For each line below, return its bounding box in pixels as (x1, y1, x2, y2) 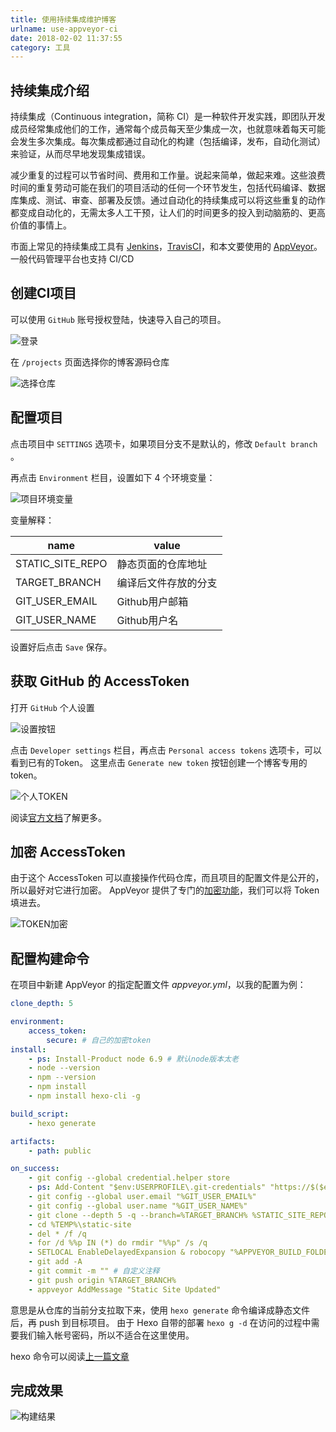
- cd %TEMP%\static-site (28, 1219, 132, 1230)
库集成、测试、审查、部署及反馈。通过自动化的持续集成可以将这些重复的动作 (10, 194, 326, 206)
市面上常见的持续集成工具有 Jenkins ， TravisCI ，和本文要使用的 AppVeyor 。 (10, 241, 323, 253)
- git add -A (28, 1257, 83, 1267)
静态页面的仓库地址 (116, 557, 208, 571)
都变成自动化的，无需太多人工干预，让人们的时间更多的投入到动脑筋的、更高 (10, 207, 326, 219)
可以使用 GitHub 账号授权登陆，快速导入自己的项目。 (10, 313, 227, 325)
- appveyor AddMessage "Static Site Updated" (28, 1284, 222, 1295)
